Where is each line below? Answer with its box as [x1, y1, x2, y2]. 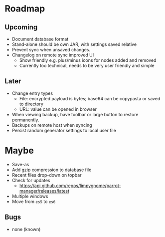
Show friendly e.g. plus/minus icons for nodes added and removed [19, 57, 157, 63]
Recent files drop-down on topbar [11, 172, 82, 178]
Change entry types [11, 90, 53, 96]
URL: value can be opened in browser [19, 106, 97, 112]
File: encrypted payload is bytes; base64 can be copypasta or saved [19, 95, 161, 101]
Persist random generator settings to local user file [11, 127, 117, 133]
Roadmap [4, 3, 45, 14]
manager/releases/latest [19, 188, 70, 194]
